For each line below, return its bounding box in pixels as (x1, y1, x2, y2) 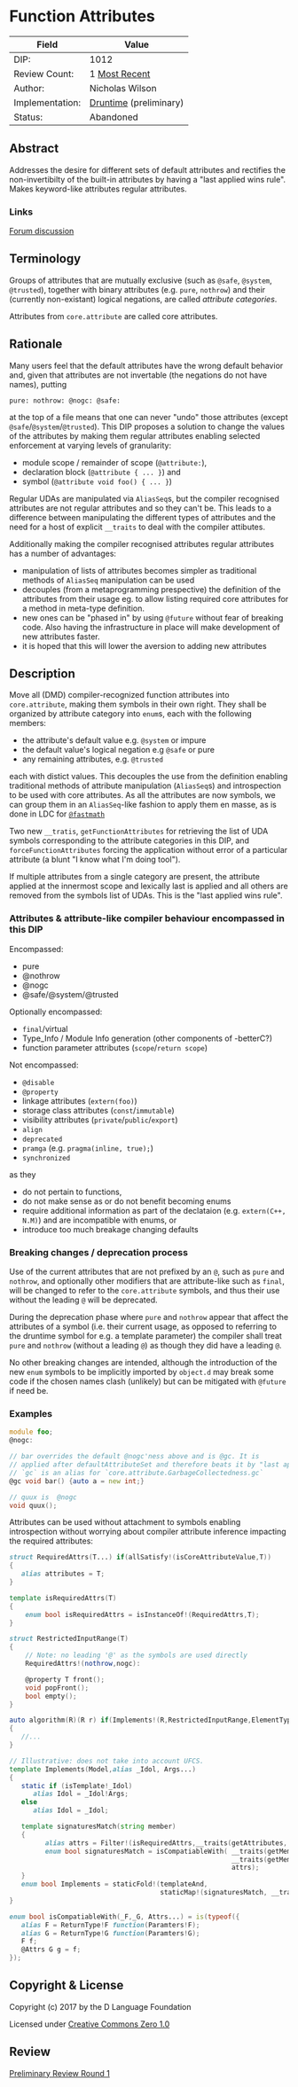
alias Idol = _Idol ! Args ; (32, 1789, 129, 1799)
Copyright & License (9, 1978, 124, 1993)
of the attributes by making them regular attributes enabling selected (9, 430, 261, 441)
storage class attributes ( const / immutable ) (21, 1105, 175, 1115)
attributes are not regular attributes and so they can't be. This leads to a (9, 503, 272, 513)
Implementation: (13, 96, 82, 108)
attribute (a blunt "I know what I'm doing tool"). (9, 854, 181, 865)
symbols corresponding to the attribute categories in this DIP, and (9, 835, 250, 846)
